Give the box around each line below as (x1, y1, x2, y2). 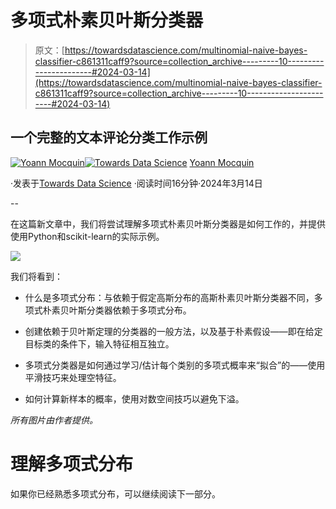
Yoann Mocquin (189, 156, 255, 168)
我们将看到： (10, 270, 63, 282)
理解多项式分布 (10, 452, 134, 475)
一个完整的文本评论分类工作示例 (10, 129, 208, 146)
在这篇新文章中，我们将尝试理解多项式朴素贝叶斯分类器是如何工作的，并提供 (10, 217, 326, 230)
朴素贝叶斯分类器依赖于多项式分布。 (42, 304, 192, 316)
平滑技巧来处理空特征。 (24, 371, 122, 383)
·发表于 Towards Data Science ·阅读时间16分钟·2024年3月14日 (10, 177, 263, 189)
